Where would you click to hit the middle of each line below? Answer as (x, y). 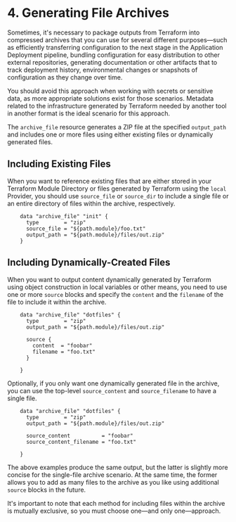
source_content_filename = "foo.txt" (81, 442)
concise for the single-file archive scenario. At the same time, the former (112, 475)
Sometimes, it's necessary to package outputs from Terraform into (104, 32)
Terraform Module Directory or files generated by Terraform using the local (117, 189)
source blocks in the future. (47, 490)
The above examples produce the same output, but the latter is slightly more (118, 467)
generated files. (30, 141)
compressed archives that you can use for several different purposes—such (117, 39)
